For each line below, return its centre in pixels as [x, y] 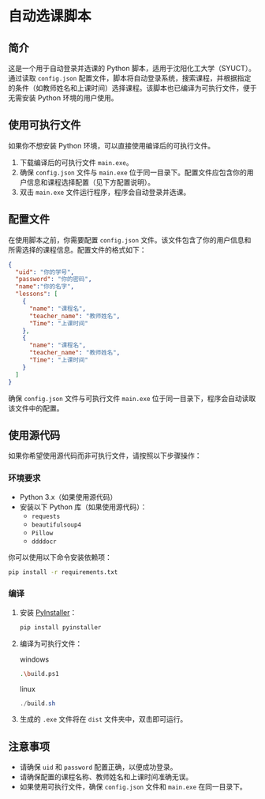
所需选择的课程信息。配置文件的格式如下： [77, 249]
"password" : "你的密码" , [54, 279]
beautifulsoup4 [56, 525]
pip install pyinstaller [60, 627]
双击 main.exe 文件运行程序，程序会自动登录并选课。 [105, 192]
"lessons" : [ [37, 294]
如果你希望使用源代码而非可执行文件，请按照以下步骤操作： [105, 456]
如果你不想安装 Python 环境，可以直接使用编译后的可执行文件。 [112, 145]
